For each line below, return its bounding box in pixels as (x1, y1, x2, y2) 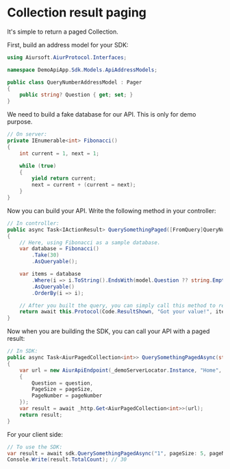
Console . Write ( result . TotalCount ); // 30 (7, 456, 127, 464)
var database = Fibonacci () (19, 245, 99, 252)
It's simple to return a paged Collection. (7, 27, 118, 36)
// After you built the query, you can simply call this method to (19, 302, 216, 309)
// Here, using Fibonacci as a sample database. (19, 239, 161, 246)
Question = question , (31, 379, 94, 387)
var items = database (19, 271, 81, 278)
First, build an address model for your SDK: (7, 40, 129, 49)
